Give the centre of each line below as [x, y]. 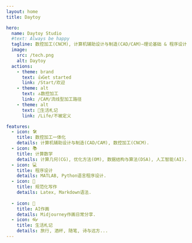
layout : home [22, 12]
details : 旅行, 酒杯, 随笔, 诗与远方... [62, 231]
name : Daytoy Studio [37, 33]
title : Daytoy [24, 17]
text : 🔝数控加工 [40, 94]
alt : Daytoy [31, 61]
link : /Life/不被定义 [47, 116]
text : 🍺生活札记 [40, 110]
